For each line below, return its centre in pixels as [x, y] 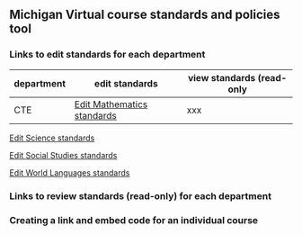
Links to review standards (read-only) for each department [141, 195]
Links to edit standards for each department [107, 55]
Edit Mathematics [111, 104]
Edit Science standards [52, 138]
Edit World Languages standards [70, 172]
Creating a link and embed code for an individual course [134, 220]
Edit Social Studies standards [63, 155]
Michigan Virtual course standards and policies [145, 15]
